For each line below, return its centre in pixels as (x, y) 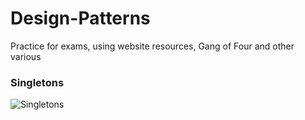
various (26, 56)
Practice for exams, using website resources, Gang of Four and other (152, 46)
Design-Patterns (80, 18)
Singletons (37, 82)
